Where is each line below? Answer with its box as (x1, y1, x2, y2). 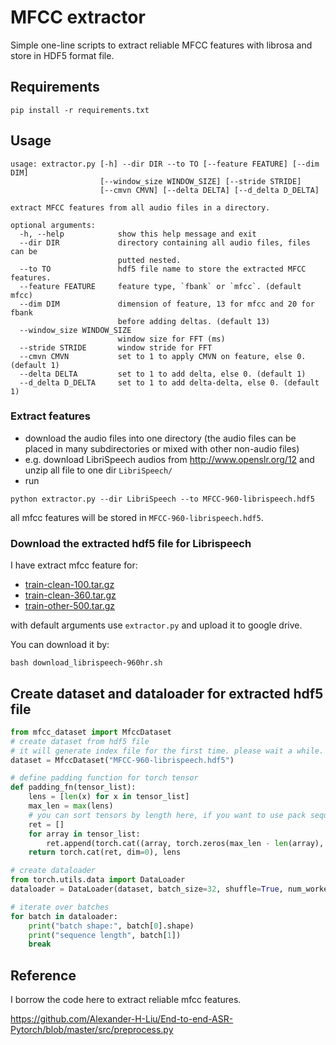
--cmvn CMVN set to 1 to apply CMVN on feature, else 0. (19, 351, 307, 361)
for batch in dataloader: (10, 911, 118, 921)
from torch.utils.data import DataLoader (10, 875, 186, 885)
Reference (10, 967, 77, 984)
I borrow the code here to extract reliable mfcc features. (10, 994, 242, 1006)
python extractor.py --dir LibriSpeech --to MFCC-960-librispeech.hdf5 (10, 494, 315, 504)
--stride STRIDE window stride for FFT (19, 342, 213, 353)
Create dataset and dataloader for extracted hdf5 (10, 685, 324, 702)
